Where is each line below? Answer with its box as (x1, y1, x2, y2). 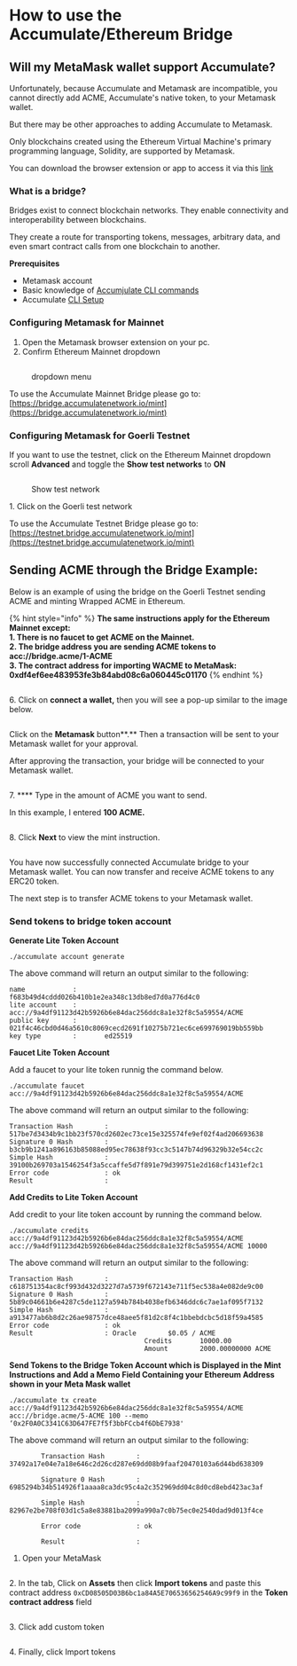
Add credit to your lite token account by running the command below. (9, 1209, 262, 1220)
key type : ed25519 (9, 1032, 133, 1041)
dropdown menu (31, 371, 91, 381)
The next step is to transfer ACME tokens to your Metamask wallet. (9, 892, 254, 903)
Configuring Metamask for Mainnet (9, 317, 164, 329)
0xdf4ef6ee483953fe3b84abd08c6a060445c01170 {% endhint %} (9, 669, 263, 680)
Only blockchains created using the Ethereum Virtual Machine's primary (9, 137, 272, 146)
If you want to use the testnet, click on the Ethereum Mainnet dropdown (9, 449, 271, 460)
